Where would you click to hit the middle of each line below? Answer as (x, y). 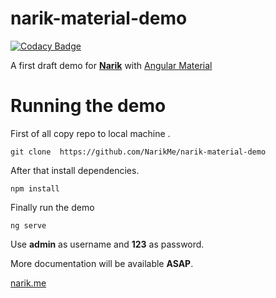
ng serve (28, 225)
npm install (35, 188)
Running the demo (88, 106)
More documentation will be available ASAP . (102, 263)
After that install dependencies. (75, 170)
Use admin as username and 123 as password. (107, 244)
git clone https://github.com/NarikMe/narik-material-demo (138, 152)
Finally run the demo (52, 207)
